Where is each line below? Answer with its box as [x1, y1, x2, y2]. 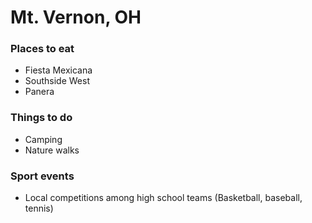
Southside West [24, 75, 90, 87]
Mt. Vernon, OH [10, 6, 142, 29]
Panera [24, 86, 55, 98]
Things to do [10, 111, 73, 125]
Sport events [10, 169, 75, 183]
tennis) [24, 202, 54, 215]
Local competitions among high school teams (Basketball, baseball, [24, 192, 303, 204]
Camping [24, 133, 63, 145]
